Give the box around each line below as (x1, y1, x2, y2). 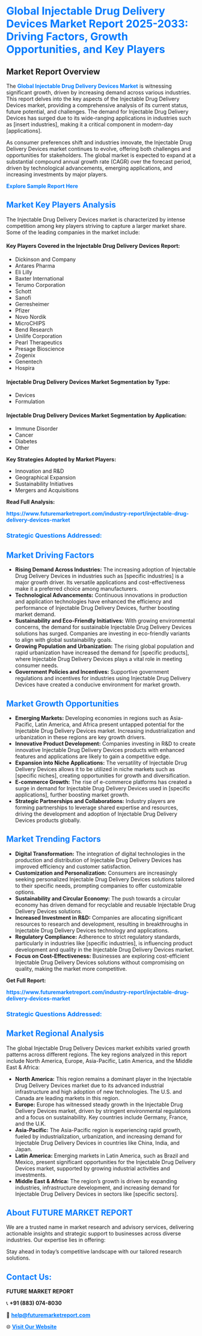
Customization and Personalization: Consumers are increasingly (14, 869, 177, 876)
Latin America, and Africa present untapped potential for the (35, 721, 185, 728)
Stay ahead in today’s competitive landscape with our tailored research (6, 1248, 182, 1255)
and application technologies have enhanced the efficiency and (14, 598, 173, 605)
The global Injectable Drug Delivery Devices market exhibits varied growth (6, 1044, 191, 1051)
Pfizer (14, 307, 30, 314)
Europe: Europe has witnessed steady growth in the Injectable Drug (14, 1101, 183, 1108)
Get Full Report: (6, 976, 46, 984)
